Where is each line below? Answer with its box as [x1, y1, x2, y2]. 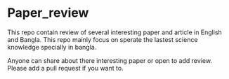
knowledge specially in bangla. [7, 43, 97, 51]
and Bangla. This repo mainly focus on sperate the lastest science [7, 35, 198, 43]
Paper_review [7, 5, 89, 21]
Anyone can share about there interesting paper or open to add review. [7, 56, 213, 64]
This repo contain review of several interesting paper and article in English [7, 28, 223, 36]
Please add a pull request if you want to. [7, 64, 124, 72]
